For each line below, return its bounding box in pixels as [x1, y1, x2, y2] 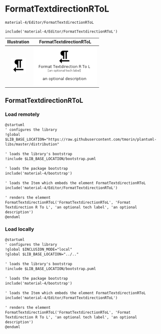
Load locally [5, 225, 34, 232]
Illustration [7, 39, 30, 45]
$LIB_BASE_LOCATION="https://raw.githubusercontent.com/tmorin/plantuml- [5, 137, 157, 142]
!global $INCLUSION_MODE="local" [5, 247, 73, 252]
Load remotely [5, 111, 40, 117]
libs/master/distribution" [5, 142, 59, 146]
